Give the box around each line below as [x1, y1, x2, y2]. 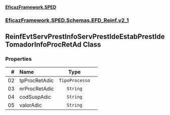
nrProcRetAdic [19, 85, 54, 92]
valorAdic [19, 102, 42, 109]
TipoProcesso [59, 78, 90, 84]
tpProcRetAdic [19, 77, 54, 84]
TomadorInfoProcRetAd [5, 40, 82, 49]
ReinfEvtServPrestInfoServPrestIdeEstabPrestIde [5, 32, 165, 41]
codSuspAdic [19, 94, 52, 101]
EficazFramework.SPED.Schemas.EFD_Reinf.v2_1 [5, 17, 129, 24]
